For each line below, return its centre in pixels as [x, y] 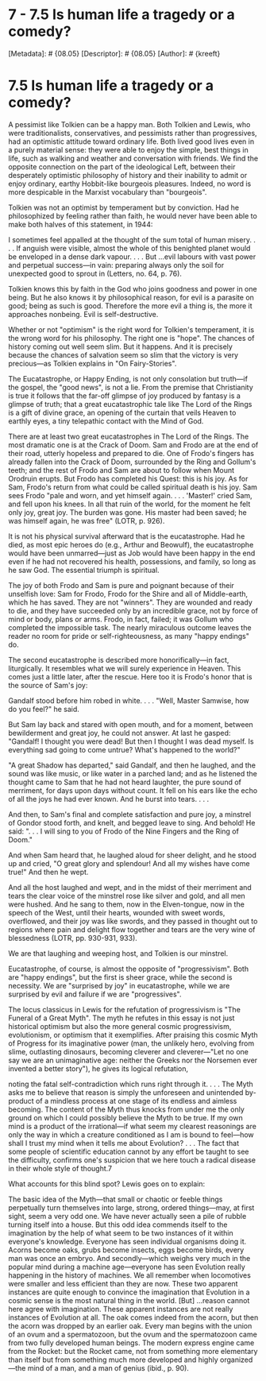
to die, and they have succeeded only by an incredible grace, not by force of [133, 610]
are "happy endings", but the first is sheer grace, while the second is [120, 977]
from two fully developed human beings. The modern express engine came [131, 1342]
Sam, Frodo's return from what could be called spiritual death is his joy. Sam [133, 487]
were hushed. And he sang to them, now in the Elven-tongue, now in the [126, 904]
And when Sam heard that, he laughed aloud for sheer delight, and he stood [132, 855]
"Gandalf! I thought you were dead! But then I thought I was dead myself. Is [131, 741]
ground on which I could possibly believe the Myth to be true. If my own [126, 1117]
